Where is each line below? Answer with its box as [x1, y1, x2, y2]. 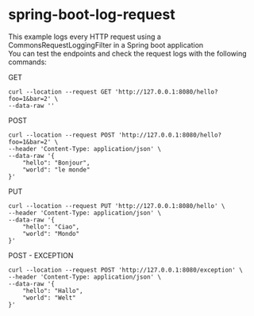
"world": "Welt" [22, 294, 77, 302]
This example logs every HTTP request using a [8, 32, 161, 41]
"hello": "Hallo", [22, 287, 83, 295]
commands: [8, 57, 48, 67]
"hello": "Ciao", [22, 222, 80, 231]
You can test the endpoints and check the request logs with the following [8, 48, 247, 58]
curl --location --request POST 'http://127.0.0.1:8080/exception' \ [8, 266, 244, 274]
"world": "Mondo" [22, 229, 80, 237]
